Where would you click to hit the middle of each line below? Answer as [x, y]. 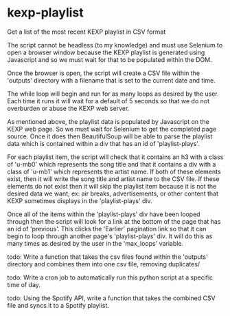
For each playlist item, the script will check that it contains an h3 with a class [115, 157]
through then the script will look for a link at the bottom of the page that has [114, 221]
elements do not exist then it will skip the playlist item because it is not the [112, 186]
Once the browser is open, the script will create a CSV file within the [104, 73]
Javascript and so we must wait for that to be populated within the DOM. [110, 59]
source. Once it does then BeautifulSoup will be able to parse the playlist [110, 136]
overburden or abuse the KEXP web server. [68, 108]
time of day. [24, 284]
